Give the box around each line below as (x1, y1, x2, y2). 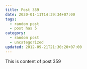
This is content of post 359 (5, 58, 61, 64)
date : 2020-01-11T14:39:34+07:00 (5, 12, 75, 17)
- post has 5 (10, 26, 37, 31)
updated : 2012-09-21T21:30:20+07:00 (5, 44, 82, 49)
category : (5, 30, 26, 35)
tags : (5, 16, 17, 21)
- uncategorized (10, 40, 44, 45)
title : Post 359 (5, 7, 39, 12)
